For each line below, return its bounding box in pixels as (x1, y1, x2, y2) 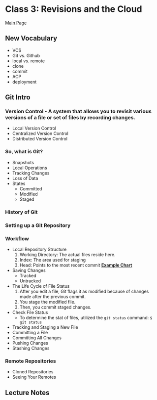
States (12, 180, 26, 186)
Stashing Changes (12, 345, 50, 351)
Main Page (5, 20, 27, 26)
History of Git (5, 209, 38, 216)
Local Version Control (12, 125, 57, 132)
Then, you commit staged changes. (19, 304, 92, 310)
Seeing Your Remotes (12, 374, 57, 380)
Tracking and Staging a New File (12, 324, 78, 330)
